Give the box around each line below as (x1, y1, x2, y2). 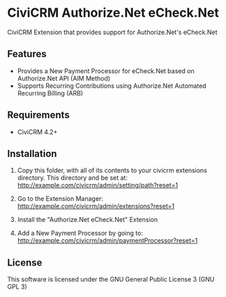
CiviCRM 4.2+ (17, 128, 58, 136)
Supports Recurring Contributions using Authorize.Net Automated (17, 82, 207, 90)
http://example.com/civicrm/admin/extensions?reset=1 (17, 202, 175, 211)
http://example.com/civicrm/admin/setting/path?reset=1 (17, 181, 179, 190)
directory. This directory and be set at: (17, 174, 128, 182)
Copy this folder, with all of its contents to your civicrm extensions (17, 166, 208, 175)
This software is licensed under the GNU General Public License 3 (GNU (7, 275, 215, 284)
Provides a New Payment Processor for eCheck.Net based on (17, 66, 195, 75)
